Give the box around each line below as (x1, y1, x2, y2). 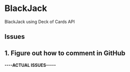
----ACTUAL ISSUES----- (4, 62, 56, 68)
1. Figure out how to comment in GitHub (4, 49, 126, 57)
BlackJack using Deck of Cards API (4, 19, 75, 24)
